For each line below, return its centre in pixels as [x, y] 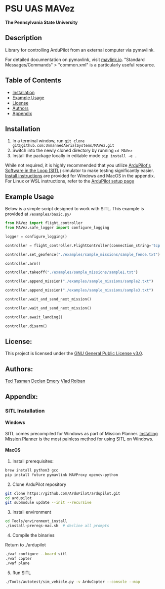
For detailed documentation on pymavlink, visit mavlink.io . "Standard [75, 59]
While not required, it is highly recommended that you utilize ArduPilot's [78, 165]
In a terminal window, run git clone [48, 141]
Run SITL [21, 573]
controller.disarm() [26, 326]
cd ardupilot [19, 498]
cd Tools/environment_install [36, 521]
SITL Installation [25, 411]
